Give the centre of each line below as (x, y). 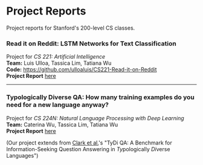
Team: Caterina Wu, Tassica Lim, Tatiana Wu (62, 125)
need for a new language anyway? (57, 105)
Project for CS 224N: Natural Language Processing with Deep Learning (95, 118)
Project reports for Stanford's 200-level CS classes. (71, 28)
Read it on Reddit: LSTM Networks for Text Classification (91, 44)
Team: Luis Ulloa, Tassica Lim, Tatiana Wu (59, 63)
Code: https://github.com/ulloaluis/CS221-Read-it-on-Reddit (82, 70)
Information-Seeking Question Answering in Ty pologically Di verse (88, 149)
